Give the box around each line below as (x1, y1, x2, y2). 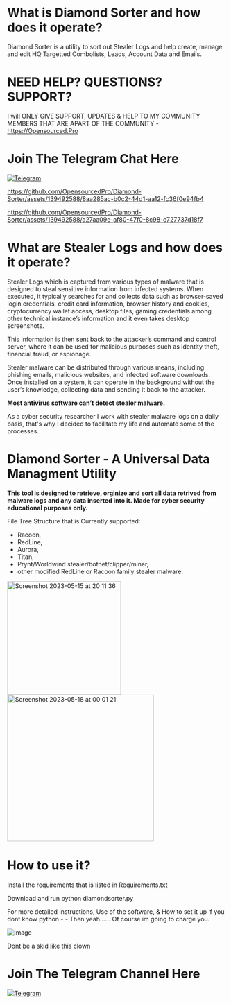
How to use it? (7, 858, 91, 873)
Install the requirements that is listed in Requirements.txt (7, 881, 168, 889)
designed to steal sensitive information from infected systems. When (7, 284, 204, 293)
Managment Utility (7, 466, 117, 481)
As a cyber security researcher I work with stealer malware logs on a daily (7, 412, 219, 420)
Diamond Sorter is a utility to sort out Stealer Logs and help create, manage (7, 42, 223, 51)
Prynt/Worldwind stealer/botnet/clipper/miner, (17, 560, 149, 568)
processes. (7, 426, 40, 435)
